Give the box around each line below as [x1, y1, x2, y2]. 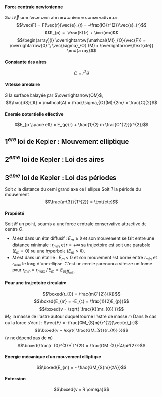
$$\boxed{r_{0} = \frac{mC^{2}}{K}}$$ [42, 291, 121, 297]
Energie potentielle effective [5, 111, 64, 116]
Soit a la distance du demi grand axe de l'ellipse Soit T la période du [5, 186, 141, 192]
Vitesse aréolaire [5, 82, 40, 87]
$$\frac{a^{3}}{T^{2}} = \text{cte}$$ [45, 199, 118, 205]
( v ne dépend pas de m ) [5, 335, 53, 341]
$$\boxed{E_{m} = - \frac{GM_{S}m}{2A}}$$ [36, 364, 127, 370]
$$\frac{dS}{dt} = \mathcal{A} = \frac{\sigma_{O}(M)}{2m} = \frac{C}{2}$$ [5, 100, 158, 106]
